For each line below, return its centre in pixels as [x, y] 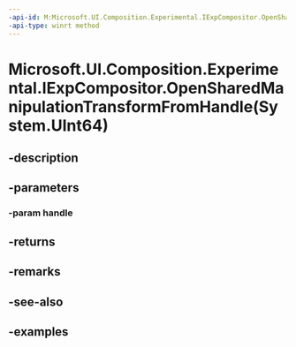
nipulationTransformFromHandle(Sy [144, 106]
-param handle [41, 213]
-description [43, 158]
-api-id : [24, 17]
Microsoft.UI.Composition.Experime [144, 69]
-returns [32, 241]
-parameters [44, 188]
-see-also [36, 302]
